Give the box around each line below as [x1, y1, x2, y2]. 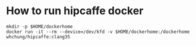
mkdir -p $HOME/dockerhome [6, 24, 73, 29]
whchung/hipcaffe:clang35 [6, 34, 70, 40]
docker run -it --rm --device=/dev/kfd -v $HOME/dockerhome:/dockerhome [6, 28, 190, 35]
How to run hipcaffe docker [6, 4, 144, 18]
